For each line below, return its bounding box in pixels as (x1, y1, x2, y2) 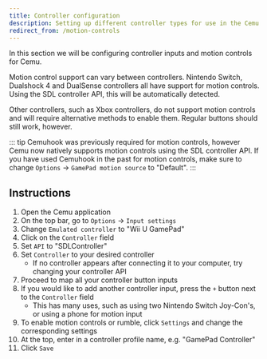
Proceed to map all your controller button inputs (20, 275, 179, 285)
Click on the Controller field (20, 233, 115, 242)
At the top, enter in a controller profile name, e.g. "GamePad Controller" (20, 335, 256, 345)
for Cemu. (9, 57, 42, 66)
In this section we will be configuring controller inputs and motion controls (9, 49, 253, 58)
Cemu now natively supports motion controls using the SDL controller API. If (9, 146, 259, 156)
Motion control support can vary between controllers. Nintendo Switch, (9, 73, 243, 82)
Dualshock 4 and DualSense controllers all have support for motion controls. (9, 81, 260, 90)
